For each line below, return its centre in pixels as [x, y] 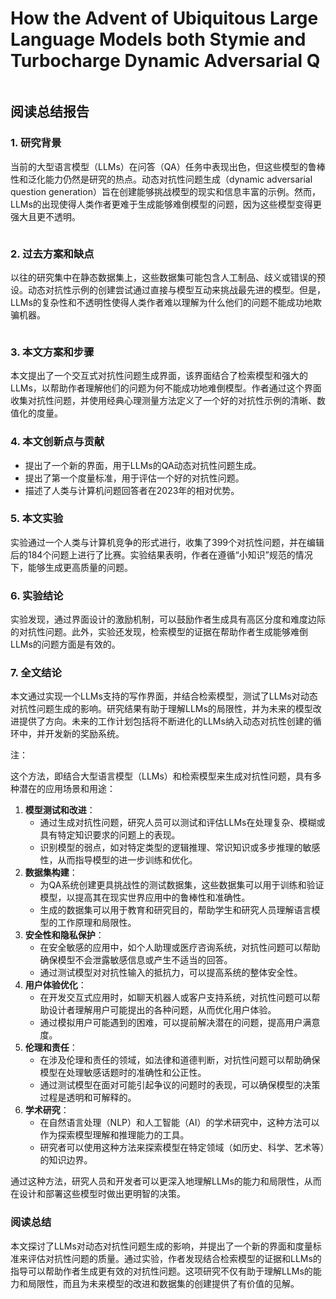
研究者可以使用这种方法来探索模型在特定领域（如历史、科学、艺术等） [182, 1148]
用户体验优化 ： [55, 985]
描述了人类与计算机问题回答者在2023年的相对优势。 [132, 490]
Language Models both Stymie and [158, 39]
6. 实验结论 [37, 595]
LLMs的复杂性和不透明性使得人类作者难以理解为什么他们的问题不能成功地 [161, 302]
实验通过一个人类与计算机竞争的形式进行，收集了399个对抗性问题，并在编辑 [167, 542]
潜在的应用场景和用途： [67, 789]
